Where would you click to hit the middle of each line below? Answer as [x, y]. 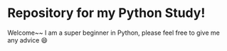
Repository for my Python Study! [106, 13]
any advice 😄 [28, 40]
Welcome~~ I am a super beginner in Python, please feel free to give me [114, 33]
